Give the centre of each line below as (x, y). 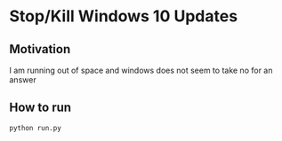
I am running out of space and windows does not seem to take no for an (141, 70)
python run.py (36, 128)
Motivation (40, 49)
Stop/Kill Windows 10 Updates (124, 16)
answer (23, 80)
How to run (40, 108)
